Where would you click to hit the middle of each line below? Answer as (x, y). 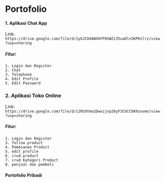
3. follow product (24, 143)
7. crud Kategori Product (32, 160)
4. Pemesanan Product (27, 147)
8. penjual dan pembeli (30, 164)
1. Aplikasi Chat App (26, 23)
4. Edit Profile (22, 79)
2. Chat (13, 70)
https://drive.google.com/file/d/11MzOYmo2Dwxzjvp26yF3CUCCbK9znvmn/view (83, 111)
